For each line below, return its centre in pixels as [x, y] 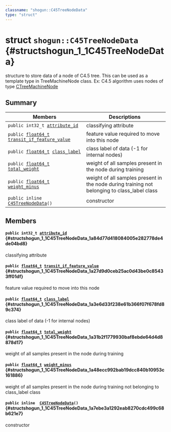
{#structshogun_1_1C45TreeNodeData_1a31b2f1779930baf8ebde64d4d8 [84, 337]
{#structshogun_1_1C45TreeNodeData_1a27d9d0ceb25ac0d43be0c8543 [84, 271]
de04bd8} [17, 244]
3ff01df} [15, 276]
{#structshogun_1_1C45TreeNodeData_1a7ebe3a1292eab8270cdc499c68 [85, 408]
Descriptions [125, 117]
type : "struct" [21, 15]
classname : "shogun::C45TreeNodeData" [46, 10]
